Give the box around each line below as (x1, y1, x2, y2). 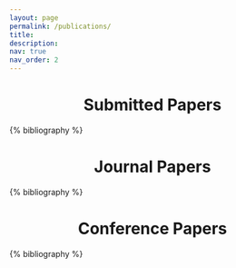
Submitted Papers (83, 94, 222, 115)
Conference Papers (77, 219, 228, 239)
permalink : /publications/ (9, 22, 112, 31)
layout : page (9, 13, 59, 23)
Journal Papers (93, 156, 211, 177)
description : (9, 38, 59, 48)
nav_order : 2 (9, 55, 59, 65)
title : (9, 30, 34, 39)
